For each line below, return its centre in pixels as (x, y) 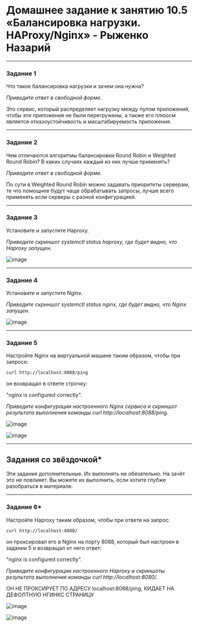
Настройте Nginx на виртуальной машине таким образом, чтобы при (93, 356)
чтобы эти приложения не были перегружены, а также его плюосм (91, 115)
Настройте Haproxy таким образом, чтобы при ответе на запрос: (88, 520)
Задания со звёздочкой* (54, 460)
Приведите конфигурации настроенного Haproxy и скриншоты (85, 570)
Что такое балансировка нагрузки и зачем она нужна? (75, 87)
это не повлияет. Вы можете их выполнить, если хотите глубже (86, 480)
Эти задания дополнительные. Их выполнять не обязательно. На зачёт (96, 474)
